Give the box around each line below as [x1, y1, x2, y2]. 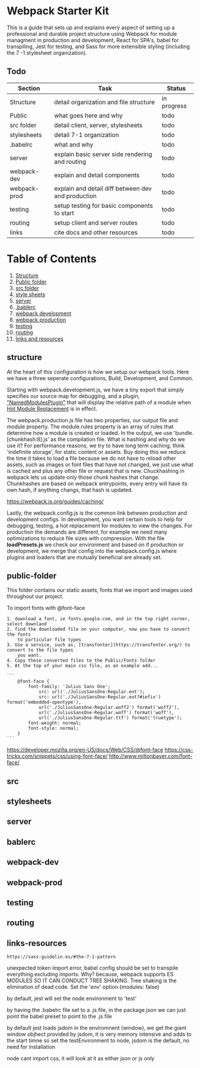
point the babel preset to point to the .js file [7, 1013, 112, 1020]
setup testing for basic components [53, 201, 153, 210]
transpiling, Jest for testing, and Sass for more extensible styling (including [7, 43, 191, 50]
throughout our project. [7, 593, 64, 600]
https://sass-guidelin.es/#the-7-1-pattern [7, 954, 116, 960]
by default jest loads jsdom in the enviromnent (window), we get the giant [7, 1025, 186, 1032]
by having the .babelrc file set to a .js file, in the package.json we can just [7, 1007, 186, 1014]
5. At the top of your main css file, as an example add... [7, 663, 159, 669]
